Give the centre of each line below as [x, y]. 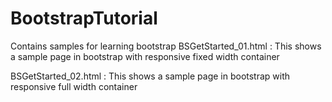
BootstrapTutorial [84, 18]
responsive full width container [74, 86]
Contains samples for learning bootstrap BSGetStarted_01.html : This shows [166, 46]
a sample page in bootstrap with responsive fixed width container [145, 56]
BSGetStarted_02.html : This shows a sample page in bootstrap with [150, 76]
